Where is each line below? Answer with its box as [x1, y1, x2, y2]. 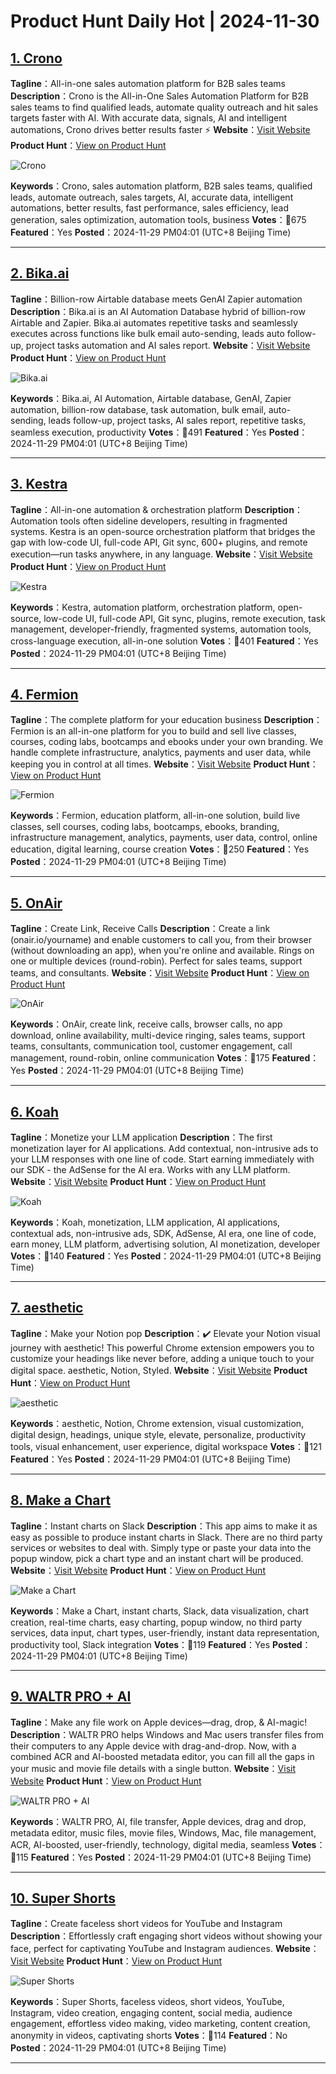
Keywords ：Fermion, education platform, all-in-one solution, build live [10, 810, 301, 822]
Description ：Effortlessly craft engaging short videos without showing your [10, 1930, 323, 1942]
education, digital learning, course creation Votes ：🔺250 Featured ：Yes [10, 843, 310, 855]
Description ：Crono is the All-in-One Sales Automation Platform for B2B [10, 90, 309, 102]
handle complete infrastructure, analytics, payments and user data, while [10, 746, 312, 759]
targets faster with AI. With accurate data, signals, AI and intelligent [10, 112, 288, 124]
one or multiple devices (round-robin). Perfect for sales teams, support [10, 955, 303, 967]
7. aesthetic [10, 1300, 84, 1317]
